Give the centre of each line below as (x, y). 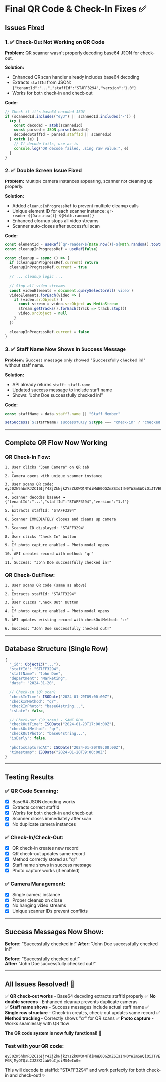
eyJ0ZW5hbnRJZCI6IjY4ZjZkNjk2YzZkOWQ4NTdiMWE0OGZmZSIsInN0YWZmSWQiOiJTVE (83, 1056)
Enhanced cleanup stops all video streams (55, 220)
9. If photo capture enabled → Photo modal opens (57, 545)
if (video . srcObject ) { (39, 300)
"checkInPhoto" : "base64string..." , (47, 706)
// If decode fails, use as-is (46, 144)
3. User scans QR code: (30, 484)
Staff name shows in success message (52, 865)
